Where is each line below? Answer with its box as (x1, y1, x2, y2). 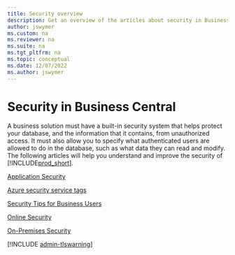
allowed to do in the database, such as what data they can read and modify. (7, 144, 226, 152)
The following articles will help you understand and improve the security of (7, 152, 223, 160)
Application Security (7, 173, 66, 181)
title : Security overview (7, 10, 83, 17)
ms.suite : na (7, 43, 45, 50)
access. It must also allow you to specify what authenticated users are (7, 137, 210, 145)
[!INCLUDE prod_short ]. (7, 159, 73, 168)
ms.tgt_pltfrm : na (7, 50, 61, 57)
